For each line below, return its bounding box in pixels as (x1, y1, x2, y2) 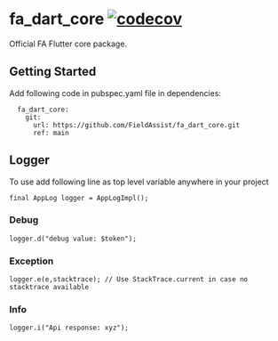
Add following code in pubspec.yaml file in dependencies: (9, 87, 222, 98)
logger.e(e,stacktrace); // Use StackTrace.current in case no (9, 275, 249, 284)
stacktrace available (9, 283, 90, 292)
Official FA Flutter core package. (9, 38, 127, 49)
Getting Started (9, 64, 97, 79)
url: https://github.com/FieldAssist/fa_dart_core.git (32, 120, 241, 129)
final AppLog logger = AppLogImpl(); (9, 193, 149, 202)
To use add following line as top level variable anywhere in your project (9, 176, 269, 187)
